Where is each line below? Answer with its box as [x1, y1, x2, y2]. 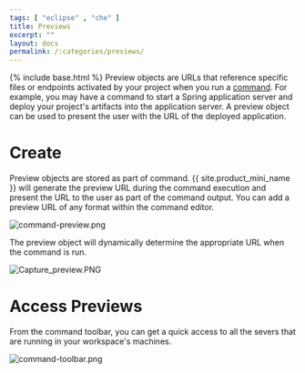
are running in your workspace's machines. [9, 336, 172, 347]
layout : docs [9, 38, 59, 48]
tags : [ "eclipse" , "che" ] [9, 13, 120, 23]
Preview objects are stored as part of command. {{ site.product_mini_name [9, 173, 290, 184]
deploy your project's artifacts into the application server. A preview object [9, 101, 290, 112]
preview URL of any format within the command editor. [9, 202, 215, 213]
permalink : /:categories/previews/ [9, 47, 145, 56]
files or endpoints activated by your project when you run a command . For [9, 82, 288, 93]
